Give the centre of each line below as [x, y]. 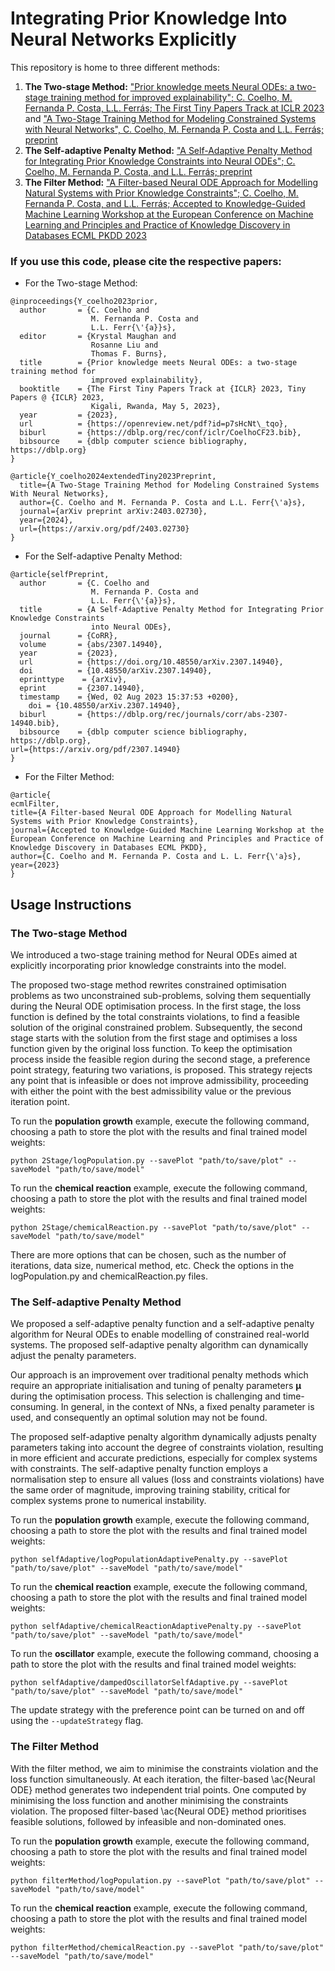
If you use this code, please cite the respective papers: [146, 261]
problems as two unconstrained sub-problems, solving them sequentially [161, 995]
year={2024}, [46, 520]
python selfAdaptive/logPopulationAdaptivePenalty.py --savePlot [149, 1560]
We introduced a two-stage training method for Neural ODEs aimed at [154, 954]
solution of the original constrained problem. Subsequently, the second [156, 1027]
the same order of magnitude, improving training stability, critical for [150, 1490]
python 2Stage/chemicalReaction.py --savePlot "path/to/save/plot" [154, 1227]
